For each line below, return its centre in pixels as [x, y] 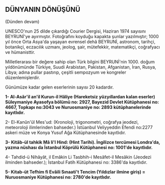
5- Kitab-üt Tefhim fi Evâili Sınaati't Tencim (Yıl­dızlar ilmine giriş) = [75, 172]
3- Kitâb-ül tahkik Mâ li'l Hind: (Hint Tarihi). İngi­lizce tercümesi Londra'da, [82, 142]
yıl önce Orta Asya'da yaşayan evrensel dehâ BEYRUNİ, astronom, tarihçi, [80, 42]
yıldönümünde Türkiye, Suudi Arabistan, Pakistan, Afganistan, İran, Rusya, [81, 67]
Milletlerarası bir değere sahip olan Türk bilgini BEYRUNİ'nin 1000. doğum [80, 62]
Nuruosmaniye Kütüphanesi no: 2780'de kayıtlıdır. [58, 177]
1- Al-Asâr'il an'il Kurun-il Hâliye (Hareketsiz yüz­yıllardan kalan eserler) [80, 96]
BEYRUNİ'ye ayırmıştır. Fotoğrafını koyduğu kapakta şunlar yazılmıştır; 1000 [82, 36]
